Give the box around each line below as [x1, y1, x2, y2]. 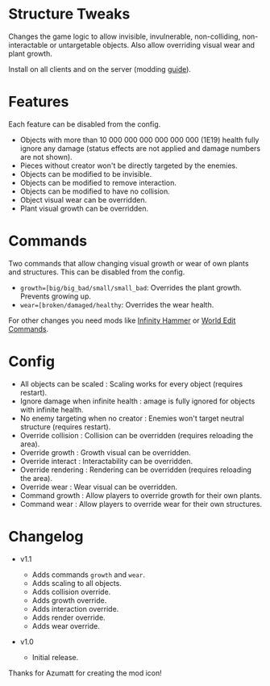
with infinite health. [19, 404, 84, 414]
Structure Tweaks [8, 5, 131, 23]
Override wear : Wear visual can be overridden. [19, 482, 177, 491]
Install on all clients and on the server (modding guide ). [8, 64, 192, 73]
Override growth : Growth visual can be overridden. [19, 447, 191, 457]
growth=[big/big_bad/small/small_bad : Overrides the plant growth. [19, 282, 242, 292]
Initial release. [31, 652, 79, 662]
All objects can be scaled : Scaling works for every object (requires [19, 379, 243, 388]
